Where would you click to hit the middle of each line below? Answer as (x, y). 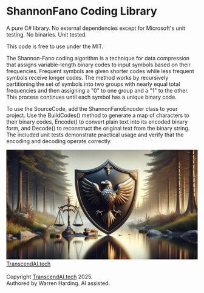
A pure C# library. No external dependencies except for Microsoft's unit (96, 28)
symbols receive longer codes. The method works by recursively (87, 77)
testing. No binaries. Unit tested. (46, 34)
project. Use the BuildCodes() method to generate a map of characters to (98, 115)
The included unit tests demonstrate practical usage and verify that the (95, 135)
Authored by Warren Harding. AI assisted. (58, 283)
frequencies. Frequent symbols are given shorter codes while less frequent (100, 71)
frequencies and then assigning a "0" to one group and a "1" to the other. (98, 90)
